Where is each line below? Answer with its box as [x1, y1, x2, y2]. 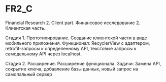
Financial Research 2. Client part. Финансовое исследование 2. [5, 20, 141, 26]
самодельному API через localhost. [5, 51, 82, 57]
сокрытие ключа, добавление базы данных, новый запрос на [5, 66, 139, 72]
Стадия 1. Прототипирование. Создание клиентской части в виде [5, 35, 147, 41]
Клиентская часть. [5, 25, 46, 31]
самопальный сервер [5, 71, 52, 77]
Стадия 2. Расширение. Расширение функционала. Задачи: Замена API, [5, 60, 161, 66]
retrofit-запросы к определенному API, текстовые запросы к [5, 45, 137, 51]
